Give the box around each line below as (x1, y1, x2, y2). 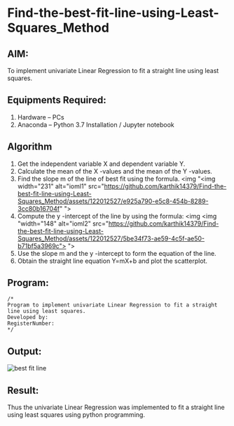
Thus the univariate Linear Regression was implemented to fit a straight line (7, 403, 226, 412)
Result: (7, 385, 39, 396)
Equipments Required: (7, 94, 106, 106)
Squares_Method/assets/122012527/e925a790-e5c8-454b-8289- (17, 197, 209, 205)
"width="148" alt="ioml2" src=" (17, 219, 109, 228)
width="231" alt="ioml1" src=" (17, 181, 105, 191)
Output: (7, 345, 42, 357)
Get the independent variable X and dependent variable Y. (17, 160, 186, 168)
